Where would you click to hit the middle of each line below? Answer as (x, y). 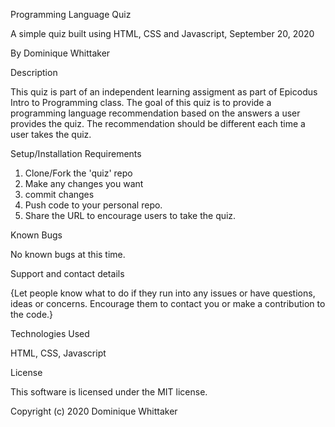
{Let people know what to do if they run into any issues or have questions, (163, 293)
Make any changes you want (84, 183)
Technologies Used (50, 333)
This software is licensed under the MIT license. (109, 392)
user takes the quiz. (51, 134)
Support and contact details (67, 273)
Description (34, 72)
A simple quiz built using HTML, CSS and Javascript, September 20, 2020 (162, 33)
